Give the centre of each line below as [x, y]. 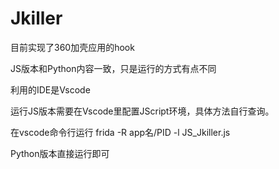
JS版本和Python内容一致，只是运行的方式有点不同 [113, 68]
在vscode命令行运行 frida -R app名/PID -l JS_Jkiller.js [120, 132]
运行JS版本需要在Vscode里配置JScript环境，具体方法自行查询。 [142, 111]
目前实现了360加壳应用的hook [72, 47]
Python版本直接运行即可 [60, 153]
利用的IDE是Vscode [50, 89]
